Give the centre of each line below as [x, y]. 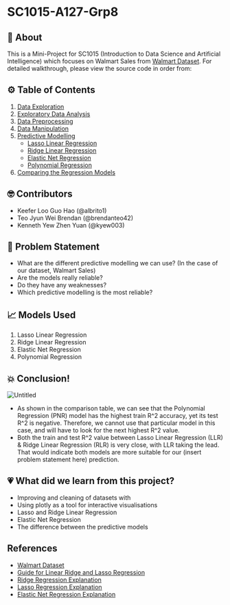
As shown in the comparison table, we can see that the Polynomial [111, 408]
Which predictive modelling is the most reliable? [85, 292]
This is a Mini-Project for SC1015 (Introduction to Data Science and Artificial [114, 54]
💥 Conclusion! [38, 378]
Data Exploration [41, 107]
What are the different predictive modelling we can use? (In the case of [117, 263]
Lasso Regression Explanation [59, 587]
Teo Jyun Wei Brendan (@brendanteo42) [75, 218]
